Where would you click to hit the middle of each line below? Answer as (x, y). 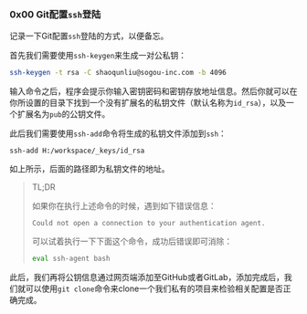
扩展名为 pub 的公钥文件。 (64, 114)
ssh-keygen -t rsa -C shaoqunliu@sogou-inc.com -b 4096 (118, 73)
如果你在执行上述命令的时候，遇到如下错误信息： (124, 206)
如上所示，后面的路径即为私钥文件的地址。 (90, 169)
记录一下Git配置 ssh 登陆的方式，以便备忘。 (89, 36)
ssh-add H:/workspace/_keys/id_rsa (77, 151)
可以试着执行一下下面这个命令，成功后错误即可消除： (132, 241)
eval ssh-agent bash (71, 259)
